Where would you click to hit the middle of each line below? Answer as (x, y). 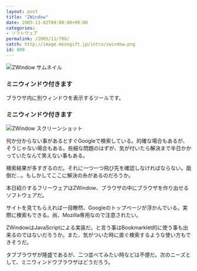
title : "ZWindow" (27, 17)
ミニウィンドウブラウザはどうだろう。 (67, 262)
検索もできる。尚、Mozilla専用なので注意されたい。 (79, 215)
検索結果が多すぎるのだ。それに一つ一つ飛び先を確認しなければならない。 (96, 168)
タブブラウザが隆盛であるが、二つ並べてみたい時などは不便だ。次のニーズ (96, 255)
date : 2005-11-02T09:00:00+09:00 (47, 22)
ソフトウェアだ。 (27, 195)
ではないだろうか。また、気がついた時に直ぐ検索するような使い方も (104, 235)
